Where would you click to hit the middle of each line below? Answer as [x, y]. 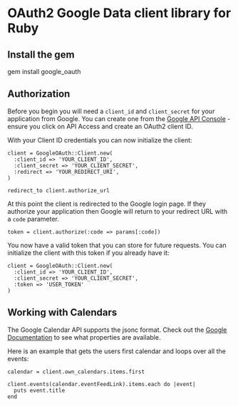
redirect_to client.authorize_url [59, 190]
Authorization [39, 94]
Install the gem [41, 54]
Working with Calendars [62, 312]
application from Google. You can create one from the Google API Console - [119, 118]
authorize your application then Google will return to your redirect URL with [118, 211]
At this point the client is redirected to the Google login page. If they [107, 204]
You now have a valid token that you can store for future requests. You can [117, 245]
